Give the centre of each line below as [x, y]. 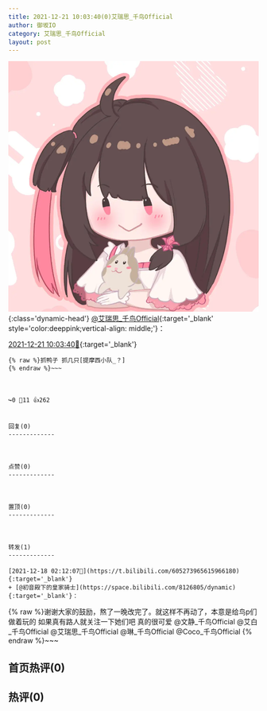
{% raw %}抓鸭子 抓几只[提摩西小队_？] [67, 361]
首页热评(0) [37, 668]
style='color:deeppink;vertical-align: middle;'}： [87, 328]
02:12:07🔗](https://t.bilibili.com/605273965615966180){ [145, 571]
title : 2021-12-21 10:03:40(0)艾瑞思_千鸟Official [91, 17]
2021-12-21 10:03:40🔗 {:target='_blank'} [73, 344]
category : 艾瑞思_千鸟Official [57, 33]
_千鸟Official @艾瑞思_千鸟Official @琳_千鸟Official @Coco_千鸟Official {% [130, 631]
